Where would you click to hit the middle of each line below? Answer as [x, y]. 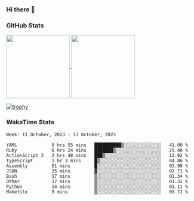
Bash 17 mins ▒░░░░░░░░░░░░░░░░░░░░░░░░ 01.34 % [97, 176]
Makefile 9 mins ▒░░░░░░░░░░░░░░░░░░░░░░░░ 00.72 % [97, 192]
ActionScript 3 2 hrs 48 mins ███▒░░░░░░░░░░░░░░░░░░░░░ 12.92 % [97, 155]
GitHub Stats [25, 25]
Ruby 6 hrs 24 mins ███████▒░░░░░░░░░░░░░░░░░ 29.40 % [97, 150]
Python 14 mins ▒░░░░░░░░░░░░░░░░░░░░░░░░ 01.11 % [97, 187]
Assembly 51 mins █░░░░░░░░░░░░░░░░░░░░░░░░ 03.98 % [97, 166]
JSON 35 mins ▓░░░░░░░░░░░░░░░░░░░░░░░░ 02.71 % [97, 171]
